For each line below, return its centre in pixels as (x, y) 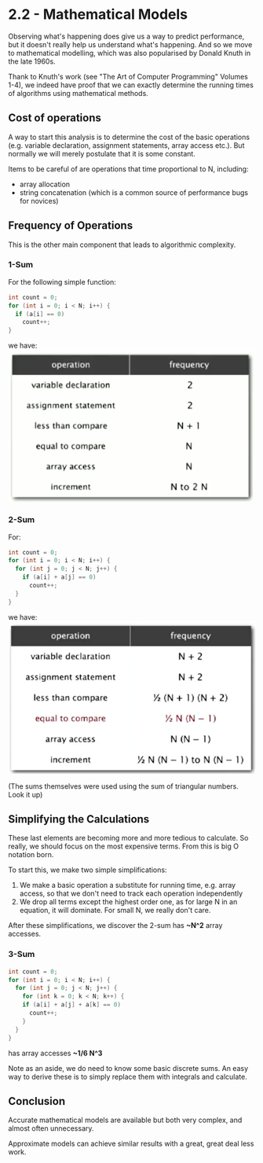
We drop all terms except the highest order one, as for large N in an (128, 902)
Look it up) (26, 794)
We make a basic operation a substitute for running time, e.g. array (128, 885)
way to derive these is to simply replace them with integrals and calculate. (128, 1077)
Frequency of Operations (71, 226)
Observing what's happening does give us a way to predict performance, (126, 36)
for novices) (39, 201)
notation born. (31, 855)
